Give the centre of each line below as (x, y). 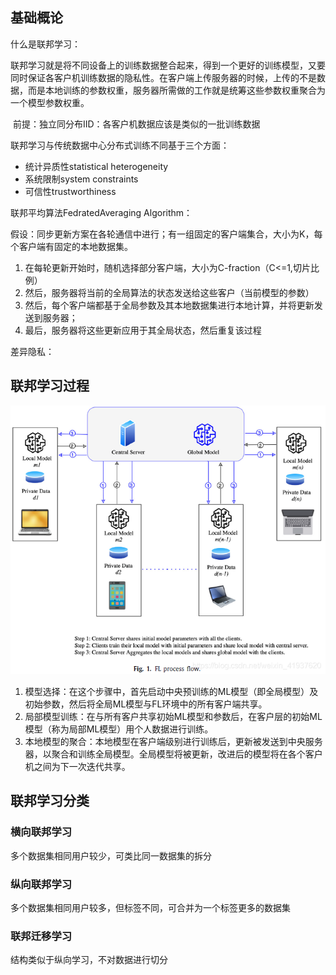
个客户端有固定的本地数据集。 (71, 246)
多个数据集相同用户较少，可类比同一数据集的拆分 (111, 855)
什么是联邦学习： (45, 44)
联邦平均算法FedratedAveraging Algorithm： (101, 212)
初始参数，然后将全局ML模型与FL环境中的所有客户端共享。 (146, 704)
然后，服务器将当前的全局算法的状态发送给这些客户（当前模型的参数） (169, 292)
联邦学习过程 (50, 386)
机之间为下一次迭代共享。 (77, 767)
